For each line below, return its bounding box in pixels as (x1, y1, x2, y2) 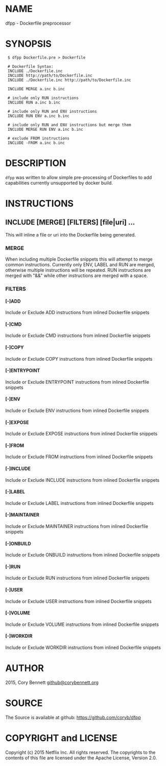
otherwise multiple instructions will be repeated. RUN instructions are (5, 267, 151, 273)
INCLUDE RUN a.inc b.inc (7, 100, 60, 105)
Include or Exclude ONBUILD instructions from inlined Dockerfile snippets (5, 552, 160, 558)
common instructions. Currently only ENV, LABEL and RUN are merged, (5, 262, 155, 268)
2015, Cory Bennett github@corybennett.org (5, 679, 99, 685)
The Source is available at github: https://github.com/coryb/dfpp (5, 714, 141, 720)
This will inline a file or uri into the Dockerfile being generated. (5, 231, 136, 238)
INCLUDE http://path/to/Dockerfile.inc (7, 73, 93, 78)
